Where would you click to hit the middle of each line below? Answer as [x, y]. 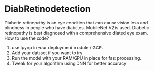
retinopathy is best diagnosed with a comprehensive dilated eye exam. [76, 33]
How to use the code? [27, 38]
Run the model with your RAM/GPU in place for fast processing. [77, 58]
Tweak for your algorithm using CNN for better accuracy [69, 63]
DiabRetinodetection [48, 9]
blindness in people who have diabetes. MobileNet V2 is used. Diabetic [77, 27]
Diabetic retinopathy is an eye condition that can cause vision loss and [76, 23]
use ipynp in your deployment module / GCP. [57, 47]
